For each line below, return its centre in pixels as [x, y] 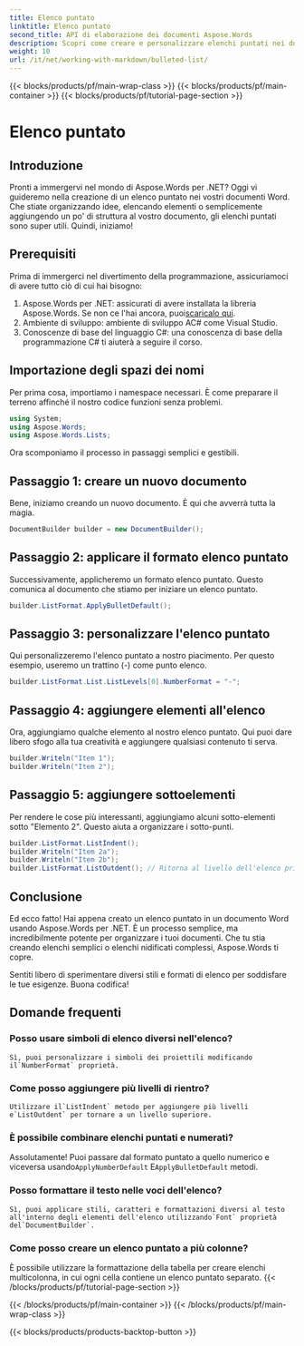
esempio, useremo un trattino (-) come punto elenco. [108, 665]
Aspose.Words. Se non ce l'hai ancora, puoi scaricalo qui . [129, 313]
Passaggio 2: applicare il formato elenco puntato [149, 557]
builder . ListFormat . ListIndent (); [75, 843]
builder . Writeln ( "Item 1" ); [62, 758]
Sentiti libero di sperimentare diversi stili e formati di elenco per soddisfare [148, 975]
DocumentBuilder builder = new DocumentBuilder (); [107, 530]
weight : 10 [30, 52]
